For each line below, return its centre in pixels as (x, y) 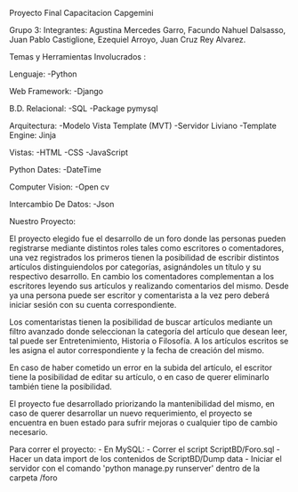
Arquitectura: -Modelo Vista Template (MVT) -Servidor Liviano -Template (143, 125)
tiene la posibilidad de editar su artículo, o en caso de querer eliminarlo (139, 377)
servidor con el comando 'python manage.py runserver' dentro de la (135, 468)
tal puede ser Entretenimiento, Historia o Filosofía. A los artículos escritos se (149, 341)
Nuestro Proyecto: (43, 221)
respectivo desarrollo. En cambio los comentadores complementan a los (141, 276)
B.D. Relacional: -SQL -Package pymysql (84, 109)
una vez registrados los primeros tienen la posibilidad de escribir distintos (145, 258)
